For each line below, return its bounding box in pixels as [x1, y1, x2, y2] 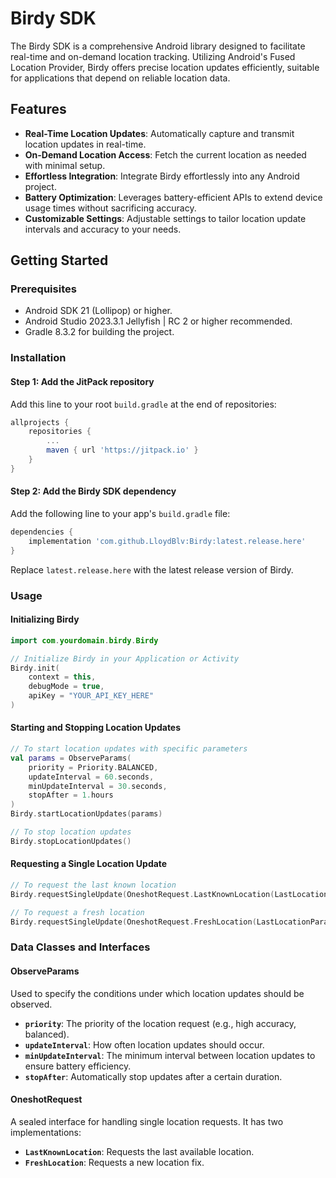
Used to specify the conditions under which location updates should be [10, 987, 305, 999]
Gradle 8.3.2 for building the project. [24, 326, 175, 338]
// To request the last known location [10, 880, 177, 891]
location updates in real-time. [24, 138, 147, 150]
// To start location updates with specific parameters [10, 744, 248, 754]
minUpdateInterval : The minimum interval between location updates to [24, 1049, 316, 1061]
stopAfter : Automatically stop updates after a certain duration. [24, 1070, 283, 1082]
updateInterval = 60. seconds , [28, 772, 155, 782]
